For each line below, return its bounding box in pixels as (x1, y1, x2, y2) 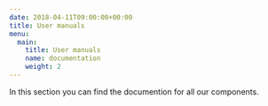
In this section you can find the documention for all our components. (9, 86, 259, 97)
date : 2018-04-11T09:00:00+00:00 (9, 12, 133, 22)
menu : (9, 29, 29, 38)
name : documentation (25, 54, 101, 63)
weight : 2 (25, 63, 62, 72)
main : (17, 37, 38, 47)
